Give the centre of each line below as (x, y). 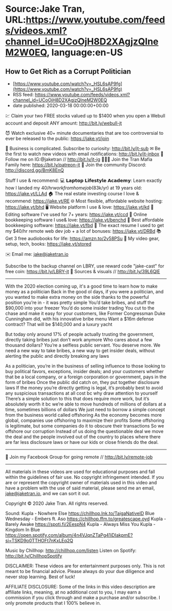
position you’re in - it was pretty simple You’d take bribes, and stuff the (80, 302)
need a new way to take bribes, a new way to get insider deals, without (80, 351)
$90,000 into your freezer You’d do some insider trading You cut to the (80, 308)
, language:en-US (85, 53)
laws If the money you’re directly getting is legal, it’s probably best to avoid (84, 388)
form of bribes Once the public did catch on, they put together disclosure (82, 382)
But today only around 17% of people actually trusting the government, (80, 334)
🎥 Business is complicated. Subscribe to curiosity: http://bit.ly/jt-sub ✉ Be (83, 148)
